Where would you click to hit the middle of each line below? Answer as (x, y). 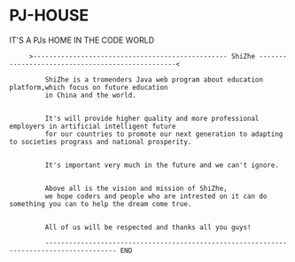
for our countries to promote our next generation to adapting (164, 134)
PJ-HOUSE (49, 16)
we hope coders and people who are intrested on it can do (156, 196)
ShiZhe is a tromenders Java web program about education (154, 79)
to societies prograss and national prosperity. (101, 142)
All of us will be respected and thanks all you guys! (148, 227)
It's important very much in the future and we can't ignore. (162, 165)
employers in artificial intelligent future (93, 126)
